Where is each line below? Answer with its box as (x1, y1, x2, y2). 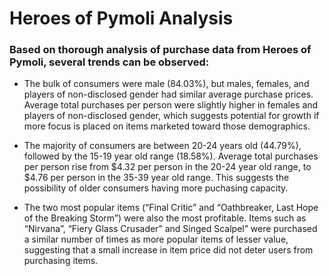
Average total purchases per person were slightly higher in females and (23, 99, 319, 111)
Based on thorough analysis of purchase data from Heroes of (9, 43, 312, 57)
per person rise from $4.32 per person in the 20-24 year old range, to (23, 161, 312, 173)
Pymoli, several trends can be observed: (9, 55, 210, 69)
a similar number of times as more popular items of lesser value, (23, 233, 289, 246)
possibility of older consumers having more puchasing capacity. (23, 182, 289, 194)
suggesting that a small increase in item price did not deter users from (23, 244, 314, 256)
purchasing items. (23, 255, 99, 267)
